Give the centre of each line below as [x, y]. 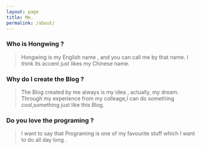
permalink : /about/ [31, 23]
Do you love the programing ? [50, 120]
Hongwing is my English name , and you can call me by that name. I [104, 57]
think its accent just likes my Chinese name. [75, 63]
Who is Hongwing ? [35, 44]
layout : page [23, 12]
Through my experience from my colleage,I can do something [97, 98]
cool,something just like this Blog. [63, 105]
